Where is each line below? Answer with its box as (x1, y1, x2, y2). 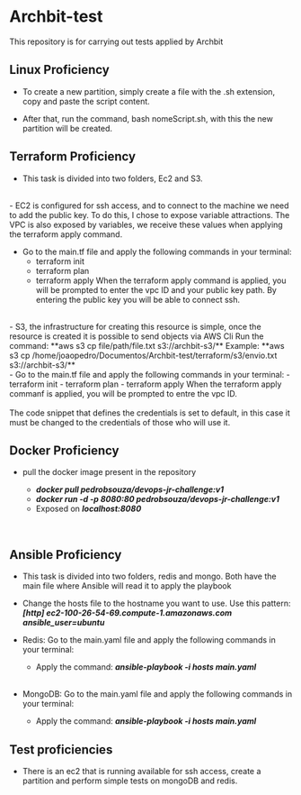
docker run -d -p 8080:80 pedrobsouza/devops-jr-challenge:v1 (35, 494, 280, 505)
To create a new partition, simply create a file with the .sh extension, (22, 86, 276, 96)
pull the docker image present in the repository (22, 467, 197, 478)
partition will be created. (22, 123, 113, 133)
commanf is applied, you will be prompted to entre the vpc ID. (9, 388, 238, 398)
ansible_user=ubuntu (22, 617, 105, 628)
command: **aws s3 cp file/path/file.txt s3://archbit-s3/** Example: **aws (9, 340, 285, 351)
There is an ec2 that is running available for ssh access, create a (22, 766, 261, 776)
